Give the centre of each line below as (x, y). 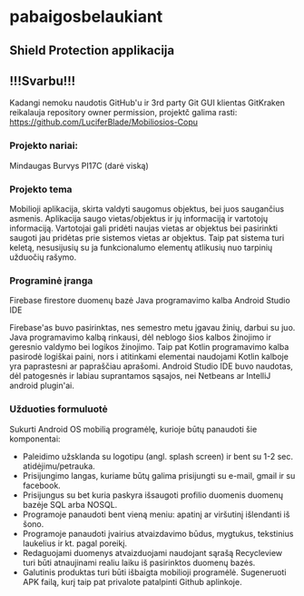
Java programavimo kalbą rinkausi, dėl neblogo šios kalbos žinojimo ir (141, 337)
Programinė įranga (51, 281)
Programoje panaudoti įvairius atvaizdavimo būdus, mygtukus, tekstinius (158, 533)
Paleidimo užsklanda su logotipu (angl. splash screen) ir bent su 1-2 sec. (157, 456)
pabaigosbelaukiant (86, 17)
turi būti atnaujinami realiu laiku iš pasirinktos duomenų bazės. (139, 562)
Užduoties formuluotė (59, 409)
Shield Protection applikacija (92, 50)
